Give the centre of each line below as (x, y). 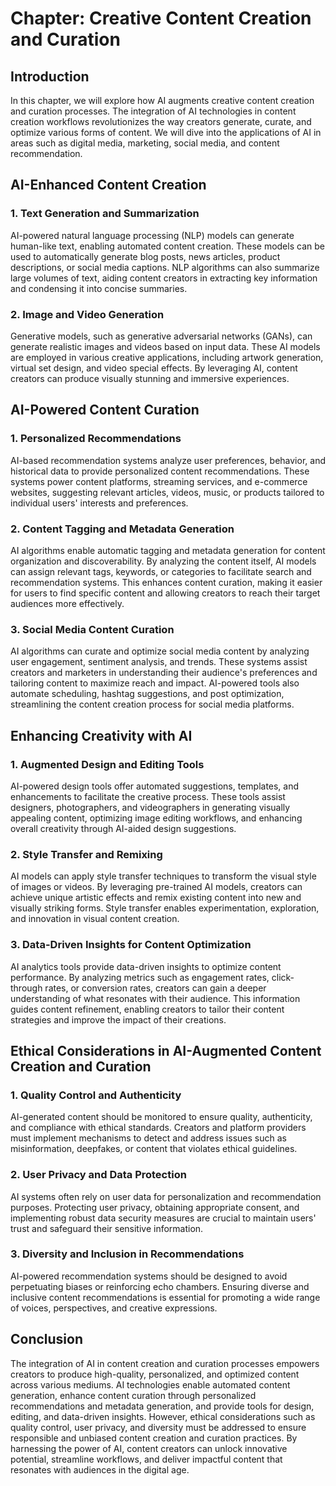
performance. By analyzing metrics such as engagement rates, (140, 977)
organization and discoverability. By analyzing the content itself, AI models (163, 561)
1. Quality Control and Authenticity (96, 1095)
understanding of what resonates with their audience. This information (155, 998)
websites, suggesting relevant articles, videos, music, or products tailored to (167, 492)
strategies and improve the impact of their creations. (118, 1019)
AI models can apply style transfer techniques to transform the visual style (163, 876)
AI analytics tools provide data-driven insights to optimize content (146, 966)
